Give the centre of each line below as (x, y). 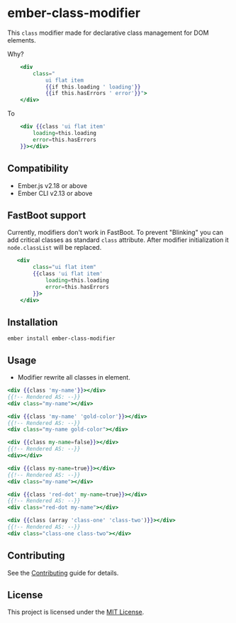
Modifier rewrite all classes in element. (74, 377)
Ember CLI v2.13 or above (55, 193)
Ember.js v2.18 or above (52, 185)
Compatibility (38, 169)
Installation (33, 322)
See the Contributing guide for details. (63, 573)
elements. (22, 40)
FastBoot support (47, 215)
